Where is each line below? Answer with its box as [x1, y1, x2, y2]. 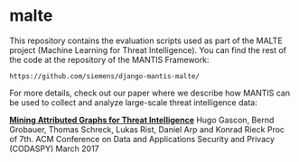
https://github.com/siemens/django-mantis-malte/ [9, 71, 201, 81]
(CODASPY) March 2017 [9, 143, 99, 154]
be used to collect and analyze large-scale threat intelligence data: [9, 96, 257, 108]
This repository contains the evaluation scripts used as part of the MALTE [9, 35, 283, 46]
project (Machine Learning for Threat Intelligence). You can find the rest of [9, 44, 287, 55]
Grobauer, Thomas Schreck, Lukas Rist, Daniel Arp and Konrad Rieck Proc [9, 123, 285, 135]
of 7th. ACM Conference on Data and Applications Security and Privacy [9, 133, 276, 144]
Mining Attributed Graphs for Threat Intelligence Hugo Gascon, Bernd [9, 114, 275, 125]
